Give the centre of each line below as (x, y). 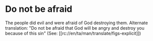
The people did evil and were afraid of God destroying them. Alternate (76, 23)
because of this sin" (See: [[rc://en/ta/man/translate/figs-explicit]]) (73, 33)
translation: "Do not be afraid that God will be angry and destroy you (75, 28)
